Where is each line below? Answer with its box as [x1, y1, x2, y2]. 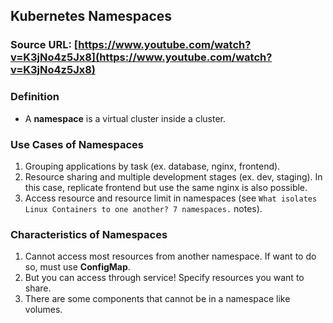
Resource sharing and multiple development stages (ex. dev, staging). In [24, 170, 323, 183]
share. [24, 282, 52, 294]
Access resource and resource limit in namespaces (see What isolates [24, 192, 318, 204]
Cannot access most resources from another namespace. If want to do [24, 250, 317, 263]
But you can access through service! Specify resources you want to [24, 272, 305, 284]
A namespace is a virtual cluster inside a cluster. [24, 112, 226, 124]
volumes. [24, 304, 63, 316]
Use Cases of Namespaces [10, 137, 145, 151]
